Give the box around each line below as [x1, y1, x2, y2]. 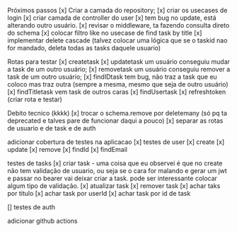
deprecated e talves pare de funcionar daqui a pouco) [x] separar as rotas [7, 116, 224, 125]
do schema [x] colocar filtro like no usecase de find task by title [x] [7, 28, 202, 37]
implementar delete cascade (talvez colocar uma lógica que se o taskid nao [7, 36, 228, 45]
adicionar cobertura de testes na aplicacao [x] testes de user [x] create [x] [7, 138, 225, 146]
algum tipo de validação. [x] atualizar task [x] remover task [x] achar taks [7, 182, 221, 190]
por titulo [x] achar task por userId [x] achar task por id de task [7, 189, 191, 197]
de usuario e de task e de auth [7, 124, 96, 132]
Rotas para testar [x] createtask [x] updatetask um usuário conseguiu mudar [7, 57, 231, 66]
